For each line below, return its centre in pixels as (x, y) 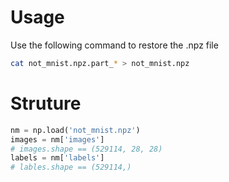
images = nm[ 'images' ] (57, 139)
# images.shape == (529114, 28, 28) (86, 149)
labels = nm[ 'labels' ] (57, 158)
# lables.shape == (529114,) (71, 167)
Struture (46, 103)
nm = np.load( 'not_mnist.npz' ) (75, 130)
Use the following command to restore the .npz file (114, 45)
